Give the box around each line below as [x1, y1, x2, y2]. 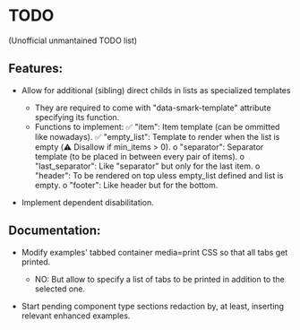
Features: [8, 61, 64, 76]
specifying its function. [34, 111, 120, 122]
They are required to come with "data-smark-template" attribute [34, 102, 271, 113]
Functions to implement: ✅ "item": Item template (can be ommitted [34, 121, 280, 132]
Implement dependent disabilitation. [21, 196, 154, 207]
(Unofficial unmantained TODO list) [8, 35, 138, 46]
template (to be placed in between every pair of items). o [34, 151, 245, 161]
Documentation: [8, 223, 101, 239]
